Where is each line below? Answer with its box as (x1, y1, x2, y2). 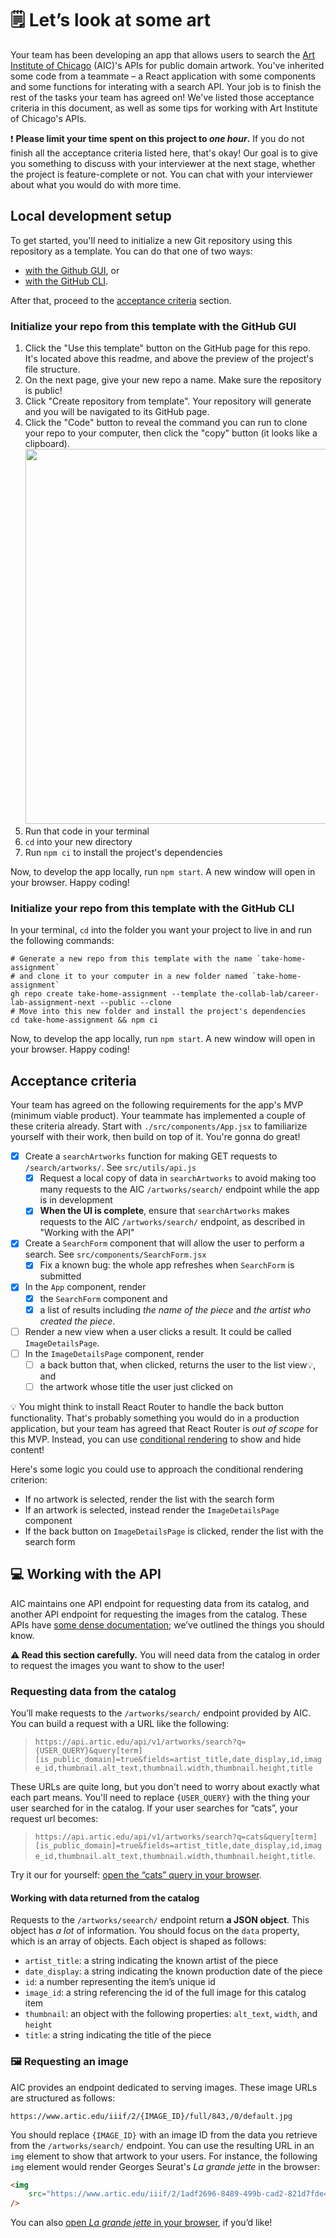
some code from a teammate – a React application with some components (10, 70, 316, 82)
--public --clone (99, 998, 172, 1008)
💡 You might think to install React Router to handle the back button (10, 1400, 284, 1412)
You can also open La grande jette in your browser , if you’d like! (10, 2217, 273, 2229)
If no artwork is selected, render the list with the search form (24, 1493, 275, 1505)
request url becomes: (10, 1813, 99, 1825)
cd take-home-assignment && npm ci (10, 1015, 159, 1026)
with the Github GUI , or (24, 264, 120, 276)
